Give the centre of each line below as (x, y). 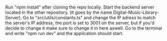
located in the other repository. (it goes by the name (59, 12)
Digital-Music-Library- (136, 12)
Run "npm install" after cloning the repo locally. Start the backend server (80, 7)
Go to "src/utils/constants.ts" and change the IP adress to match (89, 18)
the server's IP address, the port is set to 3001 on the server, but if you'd (80, 23)
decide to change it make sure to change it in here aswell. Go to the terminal (84, 28)
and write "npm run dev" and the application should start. (64, 33)
